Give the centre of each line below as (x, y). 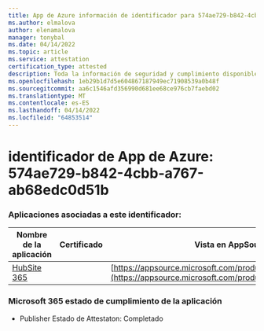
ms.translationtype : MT (47, 96)
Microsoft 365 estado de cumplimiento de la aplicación (115, 301)
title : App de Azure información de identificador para (101, 15)
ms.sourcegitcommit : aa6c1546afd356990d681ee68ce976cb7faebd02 (114, 88)
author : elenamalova (42, 30)
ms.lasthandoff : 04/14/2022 (54, 111)
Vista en (210, 245)
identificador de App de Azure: (111, 157)
